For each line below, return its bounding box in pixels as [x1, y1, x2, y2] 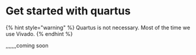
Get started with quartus [5, 4, 131, 18]
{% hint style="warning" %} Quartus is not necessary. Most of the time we [5, 24, 191, 31]
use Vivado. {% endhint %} [5, 30, 73, 37]
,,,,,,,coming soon [5, 42, 49, 49]
